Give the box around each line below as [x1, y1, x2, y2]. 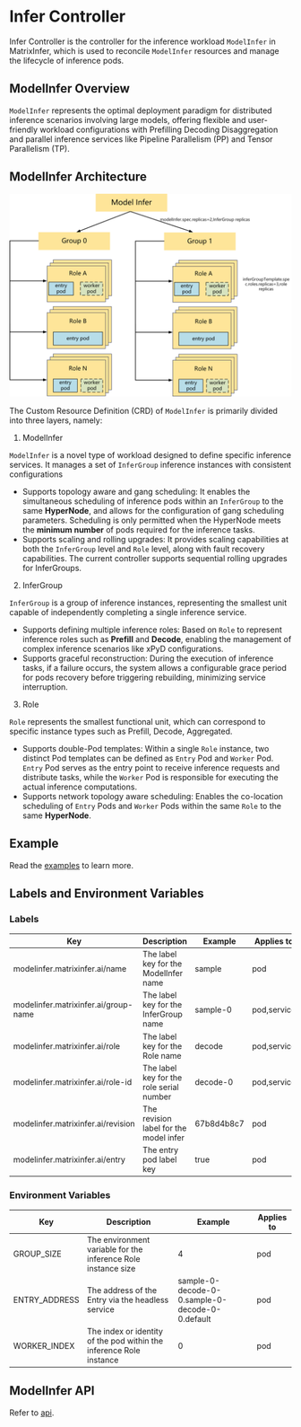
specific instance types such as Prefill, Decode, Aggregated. [9, 726, 233, 736]
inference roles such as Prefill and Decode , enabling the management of [21, 633, 292, 644]
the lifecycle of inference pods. [9, 55, 125, 66]
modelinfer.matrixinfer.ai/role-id [13, 1077, 133, 1088]
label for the [142, 1123, 187, 1133]
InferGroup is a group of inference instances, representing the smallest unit [9, 597, 288, 608]
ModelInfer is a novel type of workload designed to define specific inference [9, 449, 292, 460]
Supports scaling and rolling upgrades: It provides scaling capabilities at [21, 533, 289, 544]
